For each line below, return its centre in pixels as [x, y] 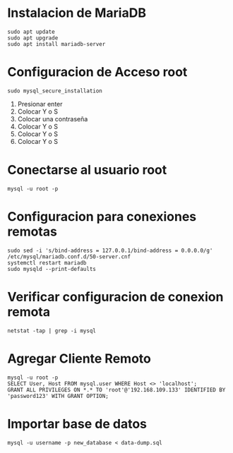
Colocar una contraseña [53, 119]
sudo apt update [31, 32]
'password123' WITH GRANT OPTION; [58, 396]
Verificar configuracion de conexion [115, 297]
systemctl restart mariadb [47, 262]
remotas [32, 231]
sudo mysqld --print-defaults [52, 269]
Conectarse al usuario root [87, 170]
